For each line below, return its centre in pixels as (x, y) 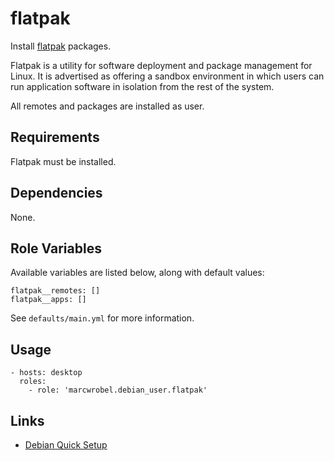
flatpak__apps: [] (48, 300)
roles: (33, 382)
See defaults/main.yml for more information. (102, 318)
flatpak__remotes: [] (55, 291)
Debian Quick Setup (66, 445)
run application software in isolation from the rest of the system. (142, 86)
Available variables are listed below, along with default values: (137, 273)
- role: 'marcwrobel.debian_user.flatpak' (118, 390)
